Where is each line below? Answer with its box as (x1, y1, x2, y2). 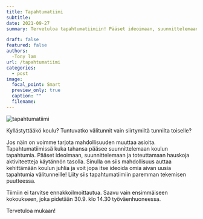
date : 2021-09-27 (6, 20, 50, 26)
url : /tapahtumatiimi (6, 59, 61, 65)
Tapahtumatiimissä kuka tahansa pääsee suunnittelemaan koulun (6, 145, 168, 152)
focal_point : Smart (11, 82, 61, 88)
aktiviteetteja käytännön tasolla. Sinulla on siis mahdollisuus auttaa (6, 158, 172, 165)
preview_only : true (11, 87, 61, 94)
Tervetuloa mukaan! (6, 207, 56, 214)
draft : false (6, 37, 39, 43)
